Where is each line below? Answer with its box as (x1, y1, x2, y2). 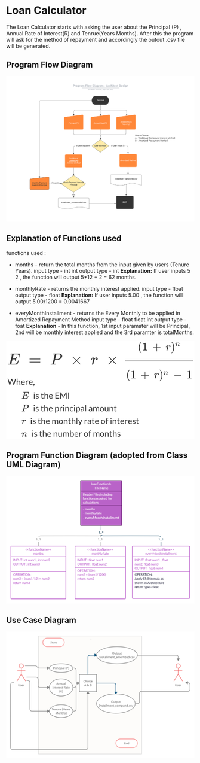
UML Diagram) (6, 460, 61, 470)
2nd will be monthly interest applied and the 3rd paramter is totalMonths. (14, 329, 194, 336)
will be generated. (6, 42, 51, 50)
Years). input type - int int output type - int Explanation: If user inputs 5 (14, 267, 191, 274)
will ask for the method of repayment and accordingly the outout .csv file (6, 36, 185, 43)
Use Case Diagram (6, 615, 76, 625)
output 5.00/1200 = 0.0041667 (14, 297, 90, 305)
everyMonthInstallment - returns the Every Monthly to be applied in (14, 309, 180, 317)
